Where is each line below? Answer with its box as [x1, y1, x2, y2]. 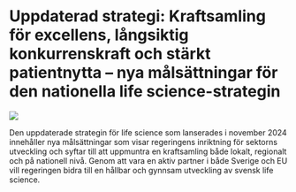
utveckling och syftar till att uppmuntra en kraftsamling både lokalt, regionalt [9, 146, 287, 157]
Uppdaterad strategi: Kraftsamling [9, 6, 267, 27]
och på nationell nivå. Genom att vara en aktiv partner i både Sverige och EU [9, 155, 288, 165]
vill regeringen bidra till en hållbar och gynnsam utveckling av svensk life [9, 165, 274, 175]
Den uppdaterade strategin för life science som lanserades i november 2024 [9, 127, 287, 138]
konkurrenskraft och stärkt [9, 44, 211, 64]
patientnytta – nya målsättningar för [9, 63, 278, 83]
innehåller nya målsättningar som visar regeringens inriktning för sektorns [9, 136, 278, 147]
